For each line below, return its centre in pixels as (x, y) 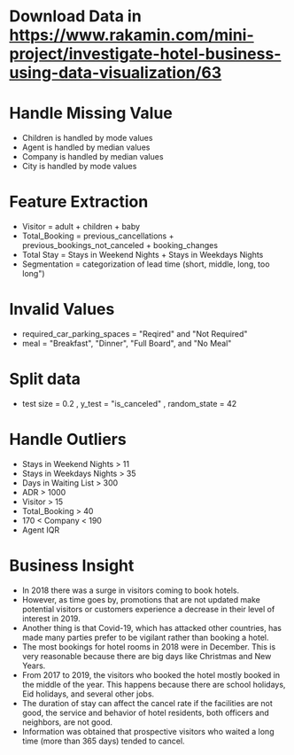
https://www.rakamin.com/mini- (132, 35)
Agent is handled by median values (86, 147)
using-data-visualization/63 (116, 73)
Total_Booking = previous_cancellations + (98, 236)
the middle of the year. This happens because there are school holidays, (154, 684)
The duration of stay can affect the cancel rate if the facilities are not (147, 703)
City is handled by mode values (79, 167)
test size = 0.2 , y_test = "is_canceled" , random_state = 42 (129, 403)
